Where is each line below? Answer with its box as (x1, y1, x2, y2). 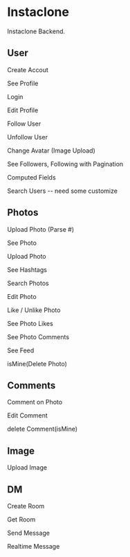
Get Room (7, 515, 36, 524)
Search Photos (7, 279, 50, 287)
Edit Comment (7, 411, 48, 420)
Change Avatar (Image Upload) (7, 146, 95, 155)
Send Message (7, 529, 50, 537)
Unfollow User (7, 132, 48, 141)
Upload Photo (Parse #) (7, 225, 75, 233)
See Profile (7, 79, 39, 87)
